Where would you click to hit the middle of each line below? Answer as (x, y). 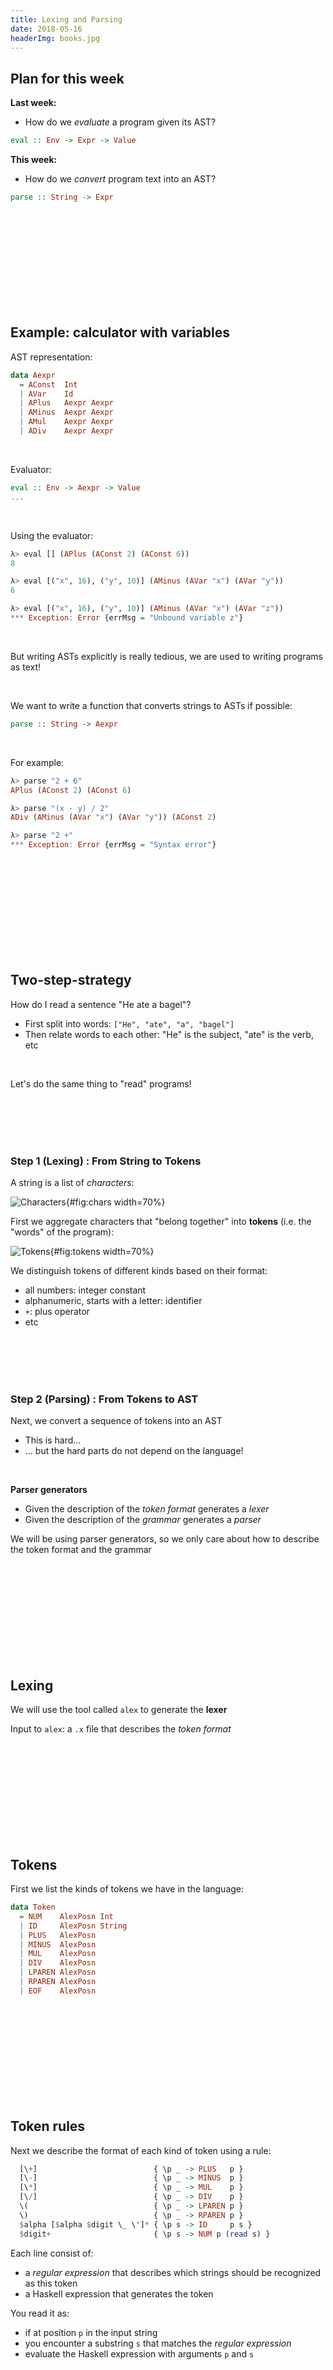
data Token (33, 1907)
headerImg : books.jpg (55, 38)
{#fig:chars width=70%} (115, 1202)
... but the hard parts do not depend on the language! (134, 1451)
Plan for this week (67, 78)
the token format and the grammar (81, 1550)
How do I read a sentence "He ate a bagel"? (101, 1004)
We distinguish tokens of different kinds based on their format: (139, 1271)
